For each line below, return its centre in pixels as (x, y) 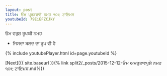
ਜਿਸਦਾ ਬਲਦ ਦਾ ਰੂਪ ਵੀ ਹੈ (34, 43)
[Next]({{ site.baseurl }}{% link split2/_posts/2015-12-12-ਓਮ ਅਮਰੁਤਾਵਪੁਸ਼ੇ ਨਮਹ (83, 63)
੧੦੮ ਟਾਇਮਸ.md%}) (25, 68)
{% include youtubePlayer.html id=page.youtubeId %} (61, 53)
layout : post (19, 10)
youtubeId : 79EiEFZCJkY (30, 19)
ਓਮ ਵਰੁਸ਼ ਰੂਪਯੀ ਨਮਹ (24, 33)
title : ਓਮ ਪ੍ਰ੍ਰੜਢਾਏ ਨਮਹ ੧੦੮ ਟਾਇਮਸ (40, 14)
